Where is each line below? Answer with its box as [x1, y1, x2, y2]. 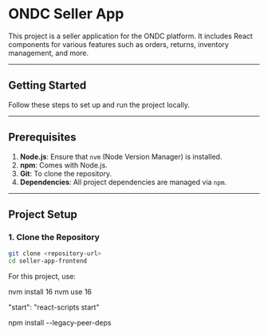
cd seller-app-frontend [8, 257, 88, 266]
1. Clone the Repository [8, 231, 100, 242]
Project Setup [8, 207, 78, 221]
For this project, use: [8, 272, 76, 281]
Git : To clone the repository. [19, 168, 112, 178]
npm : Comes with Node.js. [19, 160, 108, 170]
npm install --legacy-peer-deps [8, 318, 112, 327]
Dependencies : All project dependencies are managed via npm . [19, 177, 227, 187]
